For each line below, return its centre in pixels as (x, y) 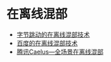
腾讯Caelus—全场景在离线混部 (60, 52)
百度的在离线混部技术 (47, 43)
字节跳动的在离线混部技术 (53, 34)
